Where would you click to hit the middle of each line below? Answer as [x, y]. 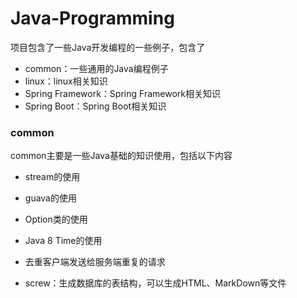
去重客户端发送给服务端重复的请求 [95, 262]
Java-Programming [92, 18]
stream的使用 [52, 177]
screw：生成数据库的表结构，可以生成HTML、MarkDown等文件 [155, 283]
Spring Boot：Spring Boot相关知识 [95, 106]
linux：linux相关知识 [66, 81]
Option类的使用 [56, 219]
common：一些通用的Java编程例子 [96, 68]
